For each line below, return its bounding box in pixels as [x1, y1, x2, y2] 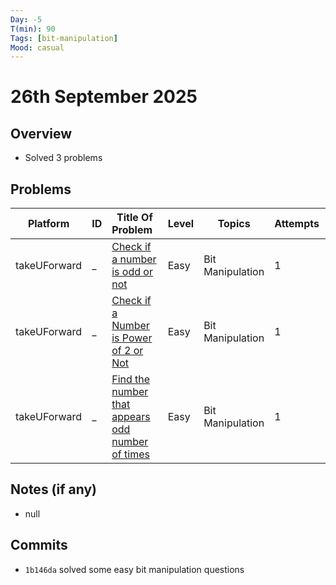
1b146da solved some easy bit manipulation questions [24, 563, 245, 575]
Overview [10, 125, 73, 142]
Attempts [274, 217, 320, 231]
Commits [10, 537, 68, 554]
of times [111, 447, 150, 461]
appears [111, 410, 151, 424]
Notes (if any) [10, 481, 98, 498]
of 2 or [111, 344, 144, 358]
